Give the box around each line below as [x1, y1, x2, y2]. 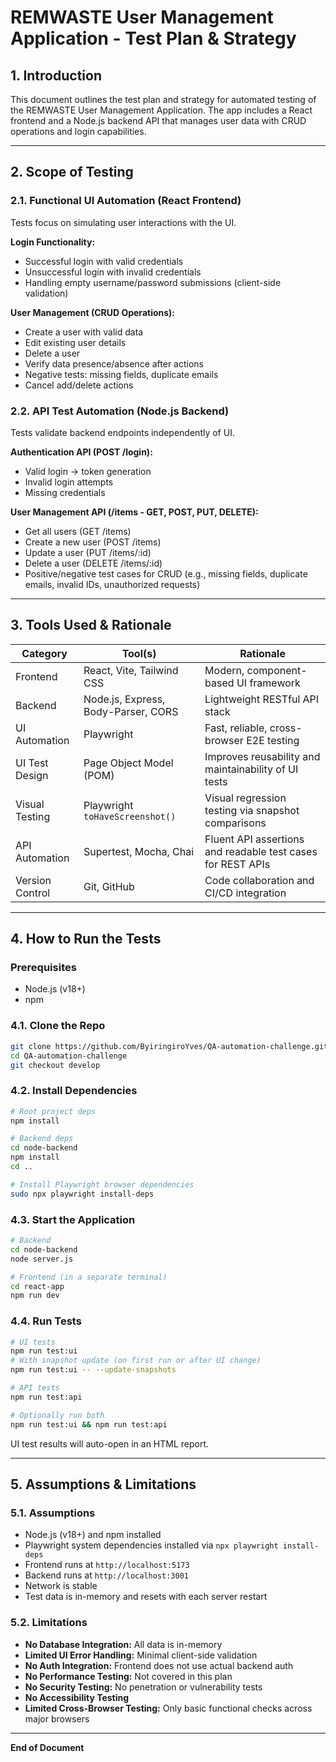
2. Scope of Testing [10, 164, 134, 181]
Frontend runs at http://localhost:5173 [24, 1559, 190, 1571]
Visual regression [204, 791, 287, 805]
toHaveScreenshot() [83, 811, 177, 822]
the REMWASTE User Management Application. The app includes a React [10, 104, 313, 116]
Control [15, 886, 51, 900]
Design [15, 768, 49, 782]
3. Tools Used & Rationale [10, 617, 172, 634]
